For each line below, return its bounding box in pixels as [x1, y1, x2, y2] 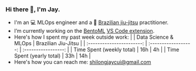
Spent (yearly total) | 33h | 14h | [13, 52, 92, 59]
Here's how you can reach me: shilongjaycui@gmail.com [13, 59, 151, 66]
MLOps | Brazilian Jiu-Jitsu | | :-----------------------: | [13, 40, 147, 47]
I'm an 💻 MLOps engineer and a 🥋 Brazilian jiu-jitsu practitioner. [13, 19, 168, 26]
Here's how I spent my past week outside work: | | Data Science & [13, 33, 174, 40]
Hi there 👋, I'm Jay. [5, 5, 60, 13]
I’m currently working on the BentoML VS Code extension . [13, 28, 155, 35]
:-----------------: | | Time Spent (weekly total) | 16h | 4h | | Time [22, 46, 180, 53]
